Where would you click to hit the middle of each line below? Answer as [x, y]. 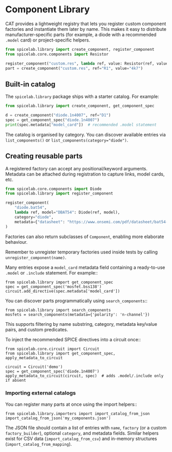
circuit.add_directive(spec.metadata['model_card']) [63, 291]
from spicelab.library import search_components [58, 310]
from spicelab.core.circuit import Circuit [52, 349]
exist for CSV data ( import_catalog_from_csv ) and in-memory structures [81, 438]
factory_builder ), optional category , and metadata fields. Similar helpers [82, 433]
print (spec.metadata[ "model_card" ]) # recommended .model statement [81, 125]
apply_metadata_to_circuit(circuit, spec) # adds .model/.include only [84, 376]
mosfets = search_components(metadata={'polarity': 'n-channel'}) [78, 315]
